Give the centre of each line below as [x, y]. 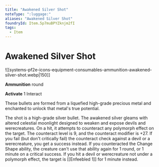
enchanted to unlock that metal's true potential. [53, 108]
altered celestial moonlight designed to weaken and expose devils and [75, 123]
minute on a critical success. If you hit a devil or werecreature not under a [79, 154]
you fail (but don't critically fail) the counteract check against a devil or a [78, 138]
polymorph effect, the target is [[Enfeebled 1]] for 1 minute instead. [72, 159]
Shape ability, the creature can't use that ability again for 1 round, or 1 [74, 148]
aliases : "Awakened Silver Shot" [39, 19]
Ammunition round [24, 84]
